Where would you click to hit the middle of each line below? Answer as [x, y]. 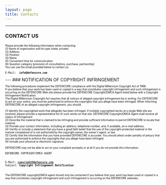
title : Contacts [22, 14]
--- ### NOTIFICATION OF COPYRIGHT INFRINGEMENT [62, 80]
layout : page [19, 10]
